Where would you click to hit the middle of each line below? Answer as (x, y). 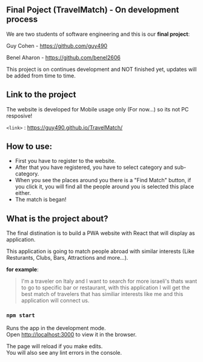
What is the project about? (57, 218)
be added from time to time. (41, 76)
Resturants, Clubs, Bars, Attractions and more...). (67, 258)
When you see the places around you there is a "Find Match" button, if (103, 180)
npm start (21, 315)
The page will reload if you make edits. (55, 346)
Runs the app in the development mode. (56, 328)
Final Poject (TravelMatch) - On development (93, 10)
